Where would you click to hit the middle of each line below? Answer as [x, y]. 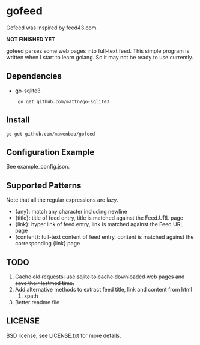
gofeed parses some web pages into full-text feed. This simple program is [98, 51]
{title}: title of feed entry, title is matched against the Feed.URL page [99, 218]
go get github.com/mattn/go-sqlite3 [64, 101]
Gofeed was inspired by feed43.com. [52, 28]
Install [18, 120]
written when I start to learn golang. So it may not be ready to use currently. [100, 57]
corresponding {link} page [47, 244]
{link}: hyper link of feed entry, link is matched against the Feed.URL [99, 224]
